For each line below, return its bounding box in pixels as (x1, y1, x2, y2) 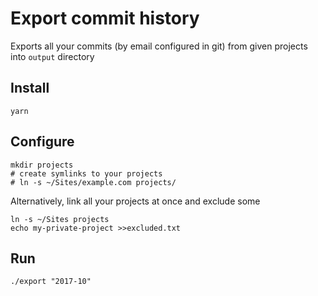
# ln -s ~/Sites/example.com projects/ (10, 177, 177, 187)
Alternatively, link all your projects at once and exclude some (10, 195, 261, 207)
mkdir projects (10, 160, 74, 170)
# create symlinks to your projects (10, 168, 163, 179)
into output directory (10, 50, 95, 62)
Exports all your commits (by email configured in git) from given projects (10, 40, 308, 52)
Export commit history (10, 7, 200, 30)
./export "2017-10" (10, 277, 92, 287)
